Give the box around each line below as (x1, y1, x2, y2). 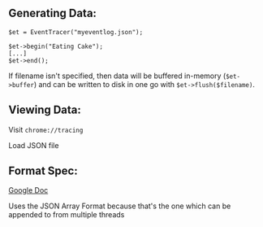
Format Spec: (8, 164, 79, 178)
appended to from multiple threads (8, 210, 125, 220)
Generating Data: (8, 7, 97, 20)
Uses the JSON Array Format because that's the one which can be (8, 201, 231, 211)
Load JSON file (8, 140, 59, 150)
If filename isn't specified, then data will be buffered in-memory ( (8, 71, 226, 81)
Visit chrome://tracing (8, 124, 84, 134)
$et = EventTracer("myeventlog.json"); (8, 28, 144, 36)
